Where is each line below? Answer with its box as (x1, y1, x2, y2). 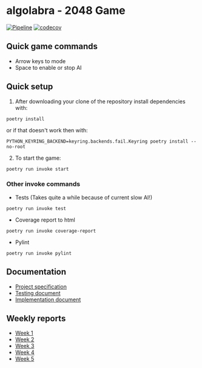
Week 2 (15, 336, 35, 343)
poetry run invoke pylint (6, 250, 72, 256)
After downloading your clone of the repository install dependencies (15, 98, 186, 105)
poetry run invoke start (6, 166, 69, 172)
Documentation (6, 267, 67, 277)
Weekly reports (6, 313, 66, 324)
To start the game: (15, 154, 61, 162)
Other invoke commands (6, 180, 81, 188)
